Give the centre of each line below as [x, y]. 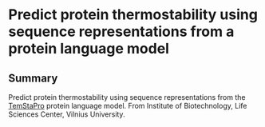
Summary [33, 78]
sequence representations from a [121, 32]
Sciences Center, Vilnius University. [67, 114]
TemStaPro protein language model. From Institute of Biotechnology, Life [128, 106]
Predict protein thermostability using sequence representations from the [127, 97]
